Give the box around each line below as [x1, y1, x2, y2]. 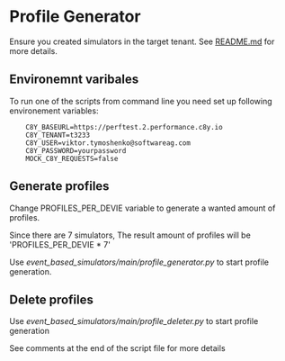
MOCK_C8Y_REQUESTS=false [25, 154, 119, 163]
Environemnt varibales [9, 72, 139, 87]
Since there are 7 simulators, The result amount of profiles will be [9, 230, 252, 240]
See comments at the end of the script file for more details [9, 343, 227, 354]
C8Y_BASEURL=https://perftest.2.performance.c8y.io [25, 122, 223, 131]
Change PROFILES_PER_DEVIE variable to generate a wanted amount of [9, 203, 276, 213]
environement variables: [9, 105, 99, 116]
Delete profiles [9, 292, 94, 307]
